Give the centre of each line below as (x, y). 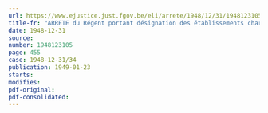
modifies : (25, 82)
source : (21, 38)
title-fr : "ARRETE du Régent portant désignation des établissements (126, 23)
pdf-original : (32, 90)
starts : (21, 75)
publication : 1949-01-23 (49, 68)
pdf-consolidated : (39, 97)
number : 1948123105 (41, 45)
